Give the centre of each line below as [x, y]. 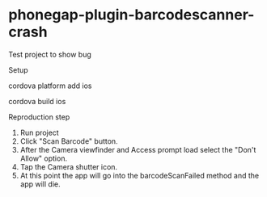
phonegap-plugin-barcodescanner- [131, 15]
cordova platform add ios [50, 86]
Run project [39, 132]
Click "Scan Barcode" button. [69, 141]
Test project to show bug [50, 54]
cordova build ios [37, 101]
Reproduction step [39, 117]
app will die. [40, 184]
